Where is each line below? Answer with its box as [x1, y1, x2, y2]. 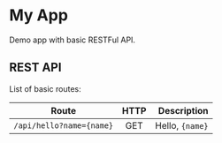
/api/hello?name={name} [13, 120, 114, 131]
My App [9, 5, 69, 26]
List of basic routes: [9, 83, 81, 94]
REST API [9, 60, 62, 75]
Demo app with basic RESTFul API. [9, 34, 135, 45]
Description [157, 104, 210, 117]
